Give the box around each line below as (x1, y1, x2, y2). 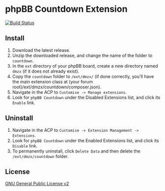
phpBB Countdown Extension (5, 3, 128, 15)
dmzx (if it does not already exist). (12, 68, 80, 74)
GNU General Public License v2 (5, 181, 69, 187)
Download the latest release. (12, 47, 70, 53)
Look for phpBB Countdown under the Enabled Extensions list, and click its (12, 137, 159, 144)
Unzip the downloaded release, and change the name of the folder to (12, 52, 153, 58)
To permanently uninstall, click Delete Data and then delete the (12, 148, 140, 154)
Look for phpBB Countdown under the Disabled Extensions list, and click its (12, 94, 161, 100)
